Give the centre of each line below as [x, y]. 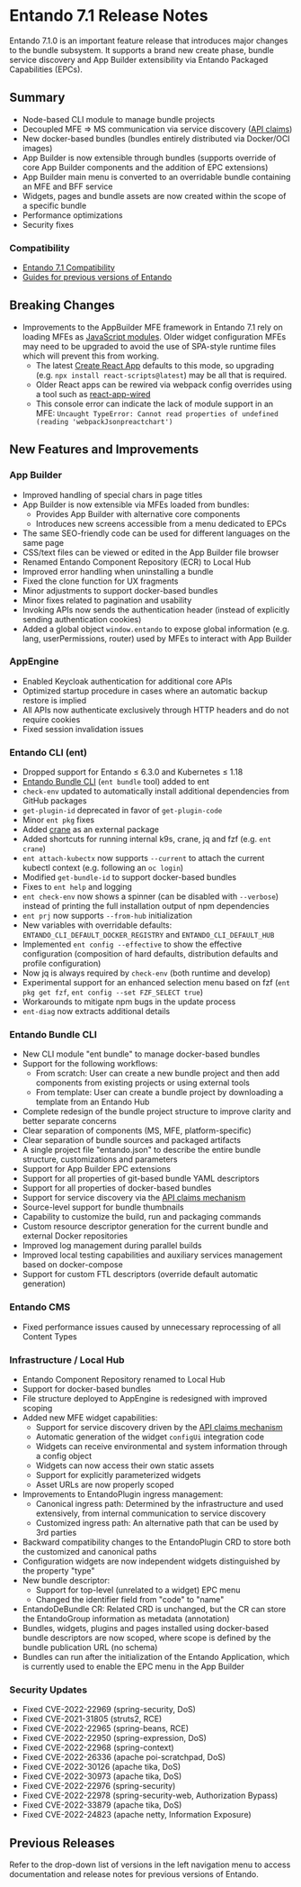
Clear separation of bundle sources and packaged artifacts [131, 1140]
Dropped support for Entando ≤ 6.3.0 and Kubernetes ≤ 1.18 [133, 772]
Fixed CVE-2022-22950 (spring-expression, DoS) [114, 1738]
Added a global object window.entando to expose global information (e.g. [156, 629]
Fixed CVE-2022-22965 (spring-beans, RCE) [106, 1728]
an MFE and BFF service [67, 186]
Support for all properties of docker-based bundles [117, 1188]
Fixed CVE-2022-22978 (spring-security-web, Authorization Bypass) [150, 1796]
